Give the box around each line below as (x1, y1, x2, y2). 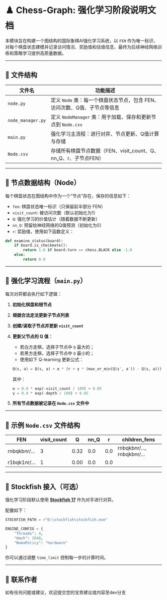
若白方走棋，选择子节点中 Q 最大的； (19, 344, 94, 350)
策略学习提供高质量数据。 (13, 50, 66, 56)
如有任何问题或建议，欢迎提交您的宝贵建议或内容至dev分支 (5, 590, 126, 596)
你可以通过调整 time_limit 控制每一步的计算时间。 (5, 555, 108, 561)
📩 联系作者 (5, 575, 37, 584)
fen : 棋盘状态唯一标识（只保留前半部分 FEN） (12, 203, 106, 209)
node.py (7, 100, 26, 106)
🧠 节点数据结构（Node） (5, 178, 81, 187)
